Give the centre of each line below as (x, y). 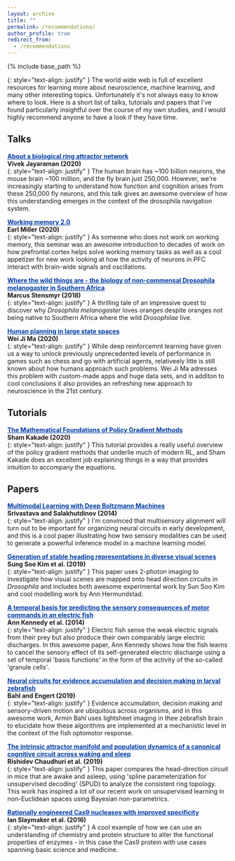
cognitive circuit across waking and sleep (69, 754)
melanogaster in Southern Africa (56, 288)
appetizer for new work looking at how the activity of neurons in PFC (106, 259)
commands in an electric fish (51, 615)
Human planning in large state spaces (63, 331)
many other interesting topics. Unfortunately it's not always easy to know (113, 95)
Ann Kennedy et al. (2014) (46, 622)
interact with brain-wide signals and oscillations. (77, 267)
